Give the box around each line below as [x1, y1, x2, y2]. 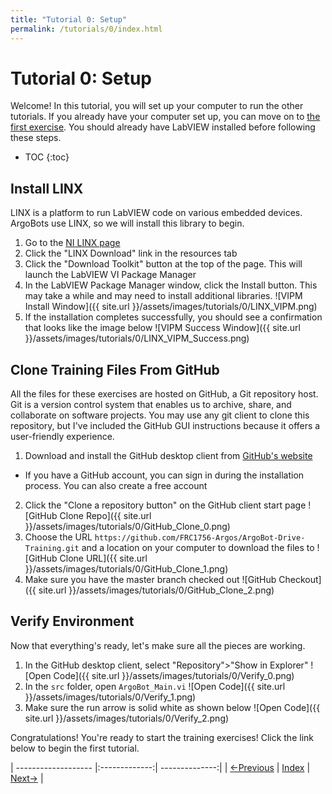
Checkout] [278, 574, 322, 586]
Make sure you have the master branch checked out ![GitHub [24, 574, 277, 586]
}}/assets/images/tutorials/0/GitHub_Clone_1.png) [24, 563, 229, 575]
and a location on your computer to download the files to [81, 542, 315, 554]
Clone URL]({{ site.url [59, 552, 148, 565]
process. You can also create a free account [24, 480, 208, 492]
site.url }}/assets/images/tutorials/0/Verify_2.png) [24, 712, 230, 724]
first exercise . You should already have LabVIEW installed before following [10, 121, 316, 133]
